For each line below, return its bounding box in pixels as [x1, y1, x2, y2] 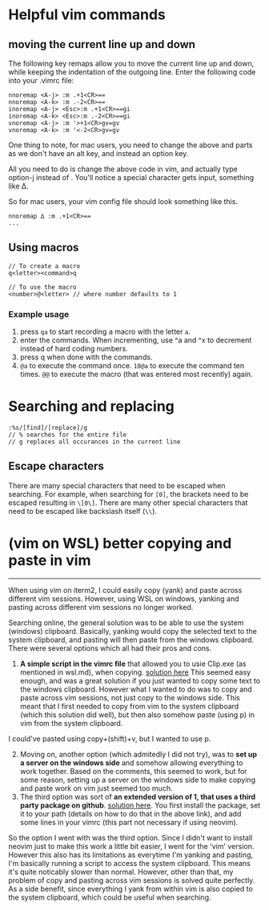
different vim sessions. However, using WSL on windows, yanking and [8, 594, 239, 603]
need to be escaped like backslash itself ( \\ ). [8, 506, 158, 515]
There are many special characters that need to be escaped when [8, 480, 226, 490]
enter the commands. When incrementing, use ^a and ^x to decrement [19, 335, 252, 345]
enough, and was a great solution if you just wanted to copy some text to [19, 675, 261, 685]
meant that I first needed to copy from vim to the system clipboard [19, 701, 239, 711]
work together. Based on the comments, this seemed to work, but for [19, 766, 247, 776]
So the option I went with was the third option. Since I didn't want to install [8, 832, 253, 842]
